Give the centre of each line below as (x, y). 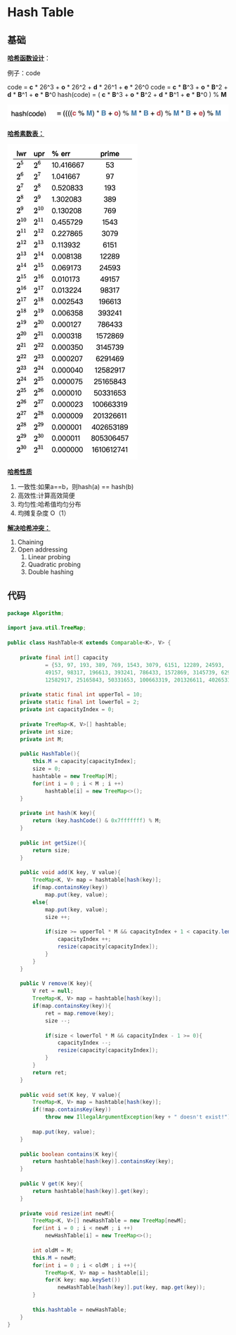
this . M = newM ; (55, 1258)
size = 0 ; (47, 769)
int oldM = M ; (53, 1250)
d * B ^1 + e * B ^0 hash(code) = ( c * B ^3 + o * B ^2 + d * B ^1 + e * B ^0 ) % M (117, 95)
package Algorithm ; (36, 613)
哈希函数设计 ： (29, 58)
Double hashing (51, 572)
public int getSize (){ (53, 843)
